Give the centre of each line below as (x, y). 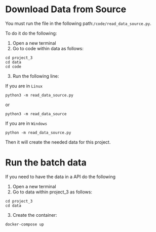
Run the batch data (46, 163)
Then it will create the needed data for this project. (58, 142)
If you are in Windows (26, 123)
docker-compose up (25, 224)
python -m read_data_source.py (38, 132)
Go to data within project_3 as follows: (52, 192)
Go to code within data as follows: (48, 48)
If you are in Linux (24, 86)
